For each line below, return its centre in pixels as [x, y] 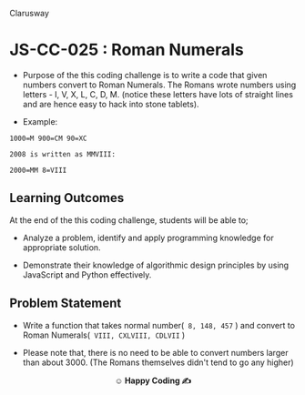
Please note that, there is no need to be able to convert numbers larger [155, 352]
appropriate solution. [62, 247]
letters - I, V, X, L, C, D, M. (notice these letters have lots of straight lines [158, 94]
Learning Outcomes [67, 198]
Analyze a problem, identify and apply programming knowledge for [148, 238]
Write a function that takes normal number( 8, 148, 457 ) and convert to [159, 325]
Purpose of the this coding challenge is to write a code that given [145, 75]
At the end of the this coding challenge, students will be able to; [129, 220]
